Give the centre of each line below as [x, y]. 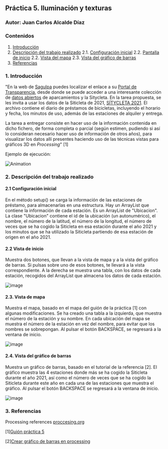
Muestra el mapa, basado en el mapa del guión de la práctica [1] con [76, 308]
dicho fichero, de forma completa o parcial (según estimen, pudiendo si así [83, 128]
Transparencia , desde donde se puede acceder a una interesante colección [83, 92]
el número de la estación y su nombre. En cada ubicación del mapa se [78, 319]
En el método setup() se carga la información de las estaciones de [73, 200]
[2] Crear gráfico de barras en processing [48, 441]
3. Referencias [23, 411]
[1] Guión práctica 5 [25, 431]
